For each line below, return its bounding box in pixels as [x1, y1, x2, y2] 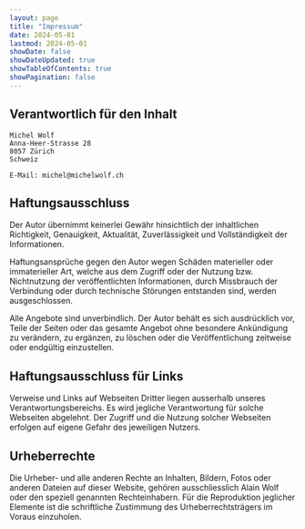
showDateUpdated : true [9, 56, 96, 65]
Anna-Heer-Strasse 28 [9, 139, 92, 148]
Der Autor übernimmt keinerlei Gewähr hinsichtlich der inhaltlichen [9, 220, 259, 231]
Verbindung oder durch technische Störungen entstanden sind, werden [9, 285, 277, 296]
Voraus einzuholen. [9, 512, 82, 522]
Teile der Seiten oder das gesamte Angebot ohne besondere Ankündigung [9, 323, 289, 334]
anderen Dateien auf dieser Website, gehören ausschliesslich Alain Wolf [9, 482, 280, 493]
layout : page [9, 13, 59, 23]
